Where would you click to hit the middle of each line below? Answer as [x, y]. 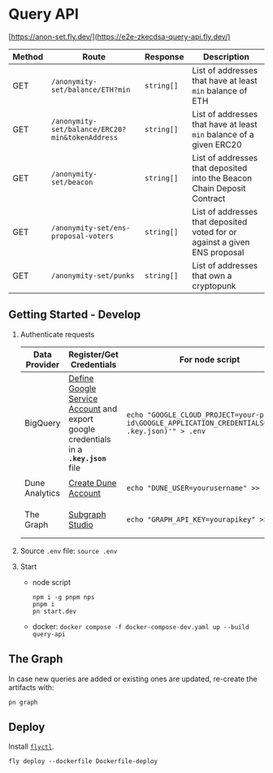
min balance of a [223, 134]
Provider [43, 364]
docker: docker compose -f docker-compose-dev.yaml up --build [141, 626]
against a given [221, 242]
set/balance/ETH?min [91, 89]
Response [165, 56]
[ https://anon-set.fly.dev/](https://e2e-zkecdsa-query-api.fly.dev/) [119, 37]
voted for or [214, 232]
